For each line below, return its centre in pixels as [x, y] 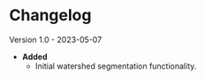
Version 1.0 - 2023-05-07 [56, 40]
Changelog [50, 15]
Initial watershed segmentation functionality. [116, 66]
